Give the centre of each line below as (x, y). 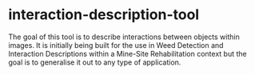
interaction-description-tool (104, 15)
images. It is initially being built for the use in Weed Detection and (116, 45)
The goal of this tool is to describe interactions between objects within (124, 37)
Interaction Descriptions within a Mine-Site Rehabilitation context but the (127, 53)
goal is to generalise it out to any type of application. (95, 62)
